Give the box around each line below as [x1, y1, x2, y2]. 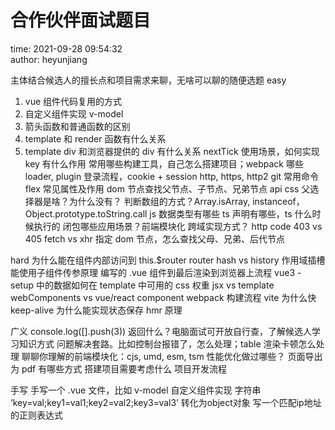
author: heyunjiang [10, 53, 88, 65]
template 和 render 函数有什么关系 [24, 132, 167, 145]
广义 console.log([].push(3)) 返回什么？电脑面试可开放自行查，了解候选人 [10, 325, 313, 337]
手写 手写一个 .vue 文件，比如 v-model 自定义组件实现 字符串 [10, 384, 262, 396]
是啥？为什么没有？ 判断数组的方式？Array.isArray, [42, 195, 251, 207]
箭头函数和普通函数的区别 [24, 120, 131, 132]
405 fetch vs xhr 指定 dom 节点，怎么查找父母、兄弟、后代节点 [24, 232, 285, 245]
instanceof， [252, 195, 305, 207]
